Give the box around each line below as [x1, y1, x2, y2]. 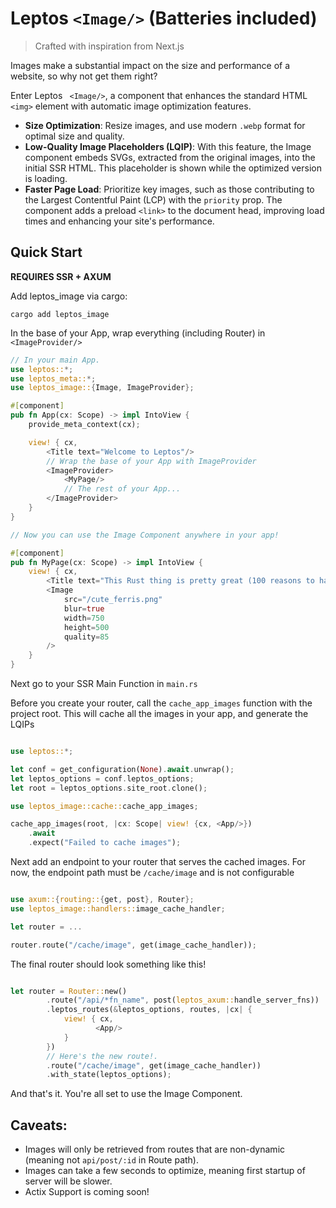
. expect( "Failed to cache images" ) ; [28, 838, 182, 848]
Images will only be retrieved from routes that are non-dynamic [24, 1143, 286, 1156]
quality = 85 [63, 632, 110, 642]
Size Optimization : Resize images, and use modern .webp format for [24, 119, 306, 131]
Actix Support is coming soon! [24, 1186, 150, 1198]
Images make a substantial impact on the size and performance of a [10, 59, 291, 71]
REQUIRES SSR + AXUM [10, 270, 112, 282]
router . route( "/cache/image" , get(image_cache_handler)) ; [10, 940, 257, 950]
